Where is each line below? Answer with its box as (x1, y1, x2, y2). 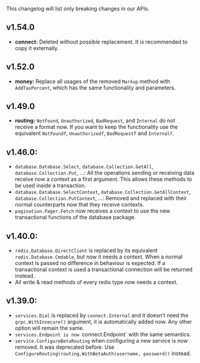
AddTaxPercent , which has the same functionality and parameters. (14, 84, 176, 91)
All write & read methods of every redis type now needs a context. (14, 279, 178, 286)
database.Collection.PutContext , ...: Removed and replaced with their (14, 195, 187, 202)
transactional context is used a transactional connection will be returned (14, 266, 193, 273)
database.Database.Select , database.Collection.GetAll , (14, 163, 153, 170)
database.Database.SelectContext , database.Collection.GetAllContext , (14, 188, 191, 196)
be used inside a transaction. (14, 182, 87, 189)
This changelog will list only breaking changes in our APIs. (6, 5, 150, 12)
